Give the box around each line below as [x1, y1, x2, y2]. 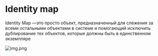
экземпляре [5, 36, 31, 42]
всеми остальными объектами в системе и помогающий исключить [5, 25, 151, 31]
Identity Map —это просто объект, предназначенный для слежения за [5, 20, 154, 26]
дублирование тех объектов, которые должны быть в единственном [5, 30, 151, 36]
